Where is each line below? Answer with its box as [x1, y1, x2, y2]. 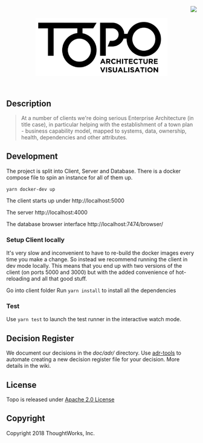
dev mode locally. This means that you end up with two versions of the [6, 262, 182, 270]
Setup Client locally [6, 235, 65, 244]
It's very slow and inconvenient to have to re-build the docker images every [6, 249, 195, 257]
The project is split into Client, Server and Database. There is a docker [6, 167, 181, 175]
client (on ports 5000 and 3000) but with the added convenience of [6, 268, 175, 276]
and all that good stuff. [31, 275, 88, 282]
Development [6, 152, 59, 162]
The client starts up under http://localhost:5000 [6, 197, 125, 204]
